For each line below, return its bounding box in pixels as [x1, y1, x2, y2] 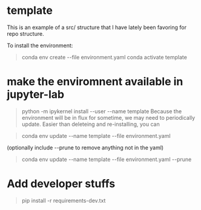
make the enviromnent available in [7, 75, 183, 88]
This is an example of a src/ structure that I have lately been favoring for [7, 24, 187, 31]
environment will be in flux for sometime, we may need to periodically [21, 114, 196, 121]
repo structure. [7, 30, 44, 37]
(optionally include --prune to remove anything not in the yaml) [7, 143, 164, 151]
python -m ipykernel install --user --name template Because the [21, 107, 182, 115]
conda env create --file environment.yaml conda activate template [21, 53, 187, 61]
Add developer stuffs [7, 177, 116, 191]
